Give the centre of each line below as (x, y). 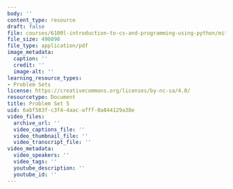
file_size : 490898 (34, 39)
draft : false (26, 26)
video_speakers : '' (42, 155)
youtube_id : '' (35, 174)
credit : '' (29, 65)
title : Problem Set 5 (38, 104)
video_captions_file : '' (49, 129)
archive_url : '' (37, 123)
